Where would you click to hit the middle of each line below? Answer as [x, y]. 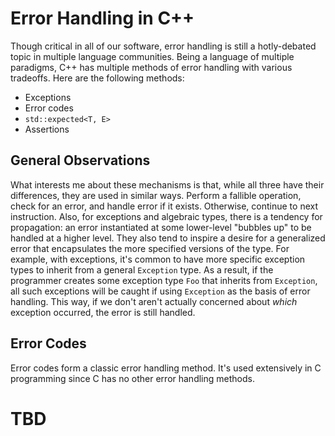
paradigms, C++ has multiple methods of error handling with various [151, 67]
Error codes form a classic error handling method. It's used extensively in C [166, 368]
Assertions [47, 129]
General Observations [80, 160]
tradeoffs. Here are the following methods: [97, 78]
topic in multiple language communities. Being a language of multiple [152, 56]
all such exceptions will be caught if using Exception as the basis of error [160, 291]
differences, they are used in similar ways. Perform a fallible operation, [156, 195]
